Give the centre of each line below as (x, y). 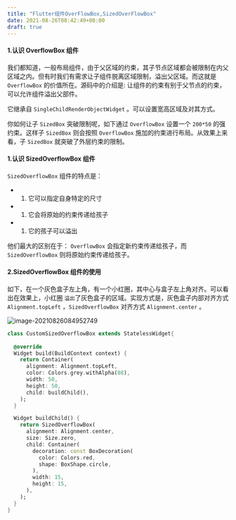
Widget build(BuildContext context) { (71, 353)
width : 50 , (42, 380)
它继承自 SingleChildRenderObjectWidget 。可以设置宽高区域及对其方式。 (113, 109)
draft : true (25, 27)
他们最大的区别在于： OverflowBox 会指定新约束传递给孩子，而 (97, 246)
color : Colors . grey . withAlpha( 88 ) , (78, 373)
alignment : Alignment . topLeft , (72, 366)
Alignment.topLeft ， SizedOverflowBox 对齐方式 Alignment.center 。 (106, 307)
